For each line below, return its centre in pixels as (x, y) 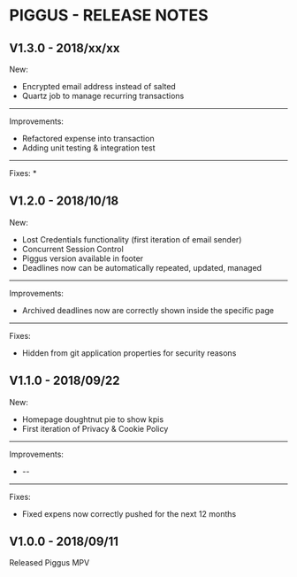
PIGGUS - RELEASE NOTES (109, 15)
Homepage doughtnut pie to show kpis (93, 419)
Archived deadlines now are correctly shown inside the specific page (148, 310)
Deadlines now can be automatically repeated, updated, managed (142, 267)
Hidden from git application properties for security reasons (129, 353)
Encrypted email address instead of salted (99, 86)
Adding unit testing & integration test (89, 148)
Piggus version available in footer (83, 258)
